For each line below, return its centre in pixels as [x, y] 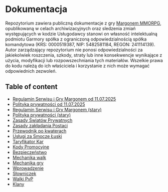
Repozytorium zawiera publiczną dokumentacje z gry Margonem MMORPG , [83, 23]
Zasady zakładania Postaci [40, 125]
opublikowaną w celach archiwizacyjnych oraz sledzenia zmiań [70, 28]
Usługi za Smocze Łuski [37, 136]
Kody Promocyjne [31, 147]
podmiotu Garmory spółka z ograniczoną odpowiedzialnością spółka [76, 39]
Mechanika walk [29, 157]
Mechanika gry [28, 163]
